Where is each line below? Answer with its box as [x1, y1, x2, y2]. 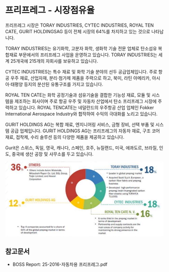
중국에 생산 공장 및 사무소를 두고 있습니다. [12, 151, 94, 157]
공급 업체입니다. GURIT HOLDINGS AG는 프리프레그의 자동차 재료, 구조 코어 [10, 128, 160, 134]
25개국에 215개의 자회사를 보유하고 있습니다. [10, 58, 98, 64]
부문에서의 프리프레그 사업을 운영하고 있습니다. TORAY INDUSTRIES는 [18, 51, 157, 58]
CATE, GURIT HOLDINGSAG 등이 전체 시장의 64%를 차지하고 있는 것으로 [5, 28, 150, 34]
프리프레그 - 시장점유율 [5, 5, 95, 16]
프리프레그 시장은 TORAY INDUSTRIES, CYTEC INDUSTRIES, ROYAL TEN [5, 22, 154, 28]
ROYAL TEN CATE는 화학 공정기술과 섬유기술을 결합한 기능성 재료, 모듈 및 [5, 92, 151, 98]
